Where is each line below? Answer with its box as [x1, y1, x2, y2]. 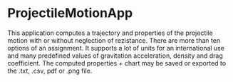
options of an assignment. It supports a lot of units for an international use [7, 43, 224, 52]
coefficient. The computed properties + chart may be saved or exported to [7, 58, 227, 67]
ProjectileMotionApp [7, 5, 133, 21]
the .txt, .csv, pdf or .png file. [7, 66, 93, 75]
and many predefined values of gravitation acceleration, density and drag [7, 51, 223, 60]
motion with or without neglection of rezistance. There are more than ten [7, 36, 221, 44]
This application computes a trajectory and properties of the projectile [7, 29, 213, 37]
